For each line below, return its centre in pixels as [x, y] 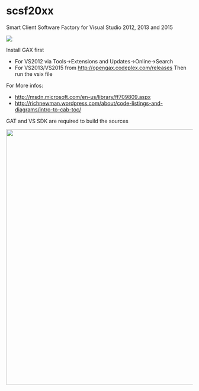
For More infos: [25, 85]
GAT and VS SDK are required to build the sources [67, 121]
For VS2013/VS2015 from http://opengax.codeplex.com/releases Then [100, 68]
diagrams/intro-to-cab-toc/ [48, 109]
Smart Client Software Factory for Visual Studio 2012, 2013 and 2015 [89, 27]
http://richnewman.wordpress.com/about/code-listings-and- [89, 103]
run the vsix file [33, 74]
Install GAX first [25, 50]
